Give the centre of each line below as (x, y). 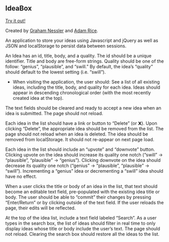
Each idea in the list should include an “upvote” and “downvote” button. (80, 149)
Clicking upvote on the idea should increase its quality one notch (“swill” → (84, 154)
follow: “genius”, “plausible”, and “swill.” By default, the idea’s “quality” (79, 66)
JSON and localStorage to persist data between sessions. (66, 46)
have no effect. (21, 176)
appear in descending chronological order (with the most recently (82, 92)
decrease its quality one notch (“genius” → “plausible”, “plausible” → (77, 166)
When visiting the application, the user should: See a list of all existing (86, 82)
